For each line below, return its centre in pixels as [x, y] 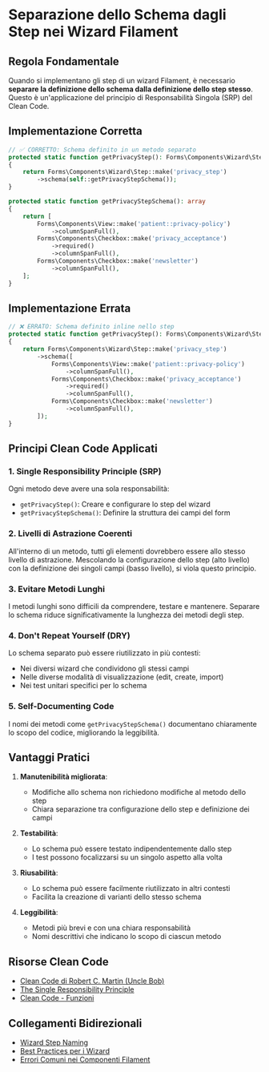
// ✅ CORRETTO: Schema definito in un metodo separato [102, 150]
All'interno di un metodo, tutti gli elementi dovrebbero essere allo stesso [127, 551]
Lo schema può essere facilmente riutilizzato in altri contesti [131, 889]
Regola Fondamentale [64, 61]
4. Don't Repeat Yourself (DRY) [69, 635]
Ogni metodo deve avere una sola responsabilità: [89, 489]
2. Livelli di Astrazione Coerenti [70, 534]
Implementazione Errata [70, 308]
